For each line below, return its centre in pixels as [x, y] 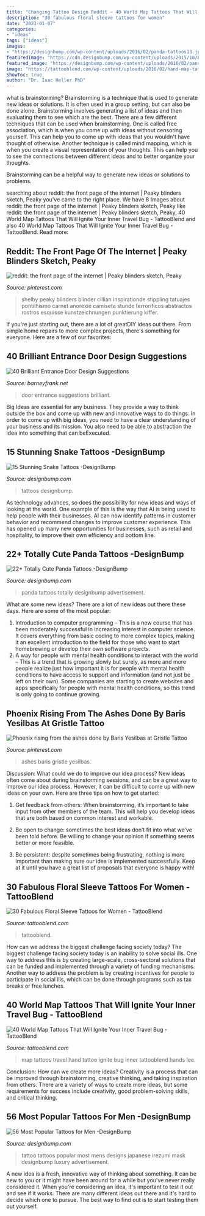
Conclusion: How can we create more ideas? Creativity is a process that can [102, 1072]
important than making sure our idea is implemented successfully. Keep [105, 861]
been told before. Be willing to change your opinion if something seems [105, 836]
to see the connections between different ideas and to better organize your [101, 156]
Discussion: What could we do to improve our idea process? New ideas [96, 774]
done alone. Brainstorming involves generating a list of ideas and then [94, 111]
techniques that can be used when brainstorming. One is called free [92, 124]
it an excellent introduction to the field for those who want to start [97, 642]
